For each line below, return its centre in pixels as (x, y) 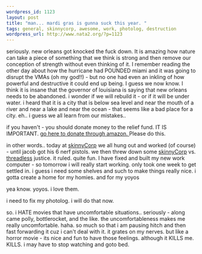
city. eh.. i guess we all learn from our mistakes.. (66, 116)
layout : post (23, 17)
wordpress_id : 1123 (31, 12)
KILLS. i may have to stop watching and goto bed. (68, 244)
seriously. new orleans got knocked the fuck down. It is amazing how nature (101, 51)
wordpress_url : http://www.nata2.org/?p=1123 (64, 34)
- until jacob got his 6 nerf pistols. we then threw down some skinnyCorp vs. (101, 152)
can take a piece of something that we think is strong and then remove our (99, 58)
